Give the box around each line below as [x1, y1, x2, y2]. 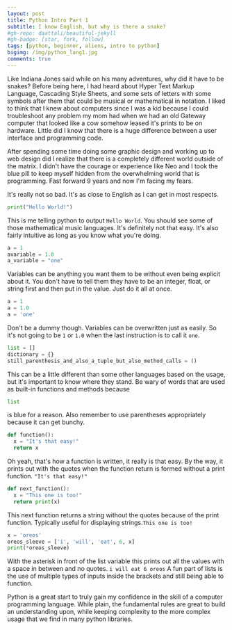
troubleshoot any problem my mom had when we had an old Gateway [7, 111, 206, 120]
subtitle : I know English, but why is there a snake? [7, 23, 167, 30]
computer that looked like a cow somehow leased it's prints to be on [7, 119, 203, 127]
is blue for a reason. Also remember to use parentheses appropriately [7, 411, 206, 419]
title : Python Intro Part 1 [7, 17, 89, 24]
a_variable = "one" [7, 257, 64, 264]
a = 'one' [7, 311, 36, 318]
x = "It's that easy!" [13, 438, 79, 445]
